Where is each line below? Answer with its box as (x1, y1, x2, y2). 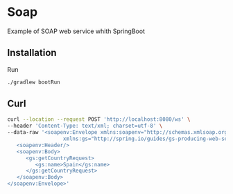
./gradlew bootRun (7, 79, 60, 86)
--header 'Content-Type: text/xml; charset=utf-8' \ (7, 122, 163, 130)
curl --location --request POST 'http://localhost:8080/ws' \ (7, 116, 191, 123)
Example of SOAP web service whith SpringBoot (7, 27, 146, 35)
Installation (7, 47, 57, 59)
